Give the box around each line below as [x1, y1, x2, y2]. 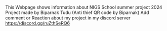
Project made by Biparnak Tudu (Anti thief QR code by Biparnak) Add [5, 9, 149, 15]
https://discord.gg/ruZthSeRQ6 [5, 20, 70, 26]
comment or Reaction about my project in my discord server [5, 15, 131, 20]
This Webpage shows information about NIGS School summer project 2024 [5, 4, 162, 10]
